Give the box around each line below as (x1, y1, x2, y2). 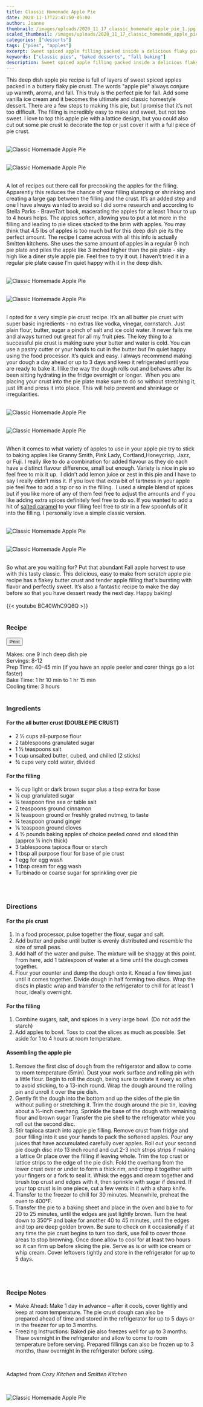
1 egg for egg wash (14, 856, 63, 863)
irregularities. (6, 391, 39, 398)
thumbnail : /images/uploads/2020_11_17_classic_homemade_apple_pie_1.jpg (6, 25, 196, 32)
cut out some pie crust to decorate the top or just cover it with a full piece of (6, 121, 196, 128)
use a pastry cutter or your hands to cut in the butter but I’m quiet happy (6, 345, 186, 353)
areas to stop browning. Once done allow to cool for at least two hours (14, 1236, 191, 1243)
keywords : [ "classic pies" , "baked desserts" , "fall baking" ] (6, 54, 166, 60)
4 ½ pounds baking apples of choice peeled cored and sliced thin (14, 831, 179, 838)
